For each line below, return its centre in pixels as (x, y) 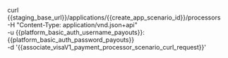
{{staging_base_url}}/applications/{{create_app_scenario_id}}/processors (114, 17)
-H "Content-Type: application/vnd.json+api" (72, 25)
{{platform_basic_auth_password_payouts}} (71, 40)
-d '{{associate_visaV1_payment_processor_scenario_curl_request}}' (107, 47)
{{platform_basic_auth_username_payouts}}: (80, 32)
